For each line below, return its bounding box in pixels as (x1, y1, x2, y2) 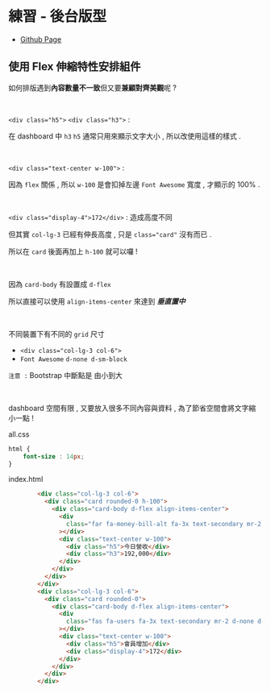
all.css (8, 429, 30, 439)
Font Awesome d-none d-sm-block (19, 355, 127, 363)
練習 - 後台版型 (8, 7, 107, 26)
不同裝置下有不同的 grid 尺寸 (8, 329, 105, 338)
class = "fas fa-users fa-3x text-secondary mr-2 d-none (65, 617, 254, 625)
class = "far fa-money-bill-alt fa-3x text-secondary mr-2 (65, 520, 262, 528)
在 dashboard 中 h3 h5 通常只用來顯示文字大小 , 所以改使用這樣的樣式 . (8, 131, 241, 141)
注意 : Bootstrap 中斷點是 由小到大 (8, 370, 123, 380)
